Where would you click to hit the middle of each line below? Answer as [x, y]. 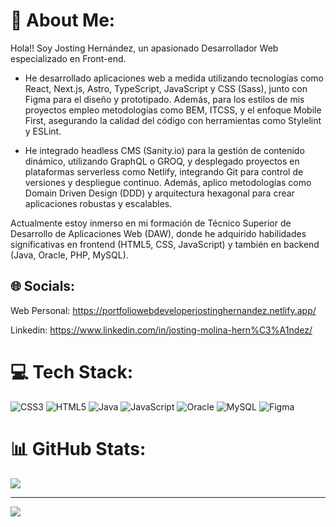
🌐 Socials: [43, 286]
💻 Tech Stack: [72, 371]
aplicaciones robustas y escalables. [98, 203]
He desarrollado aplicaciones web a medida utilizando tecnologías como [174, 78]
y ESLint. [43, 131]
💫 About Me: [63, 20]
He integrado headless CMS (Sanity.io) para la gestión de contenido [164, 150]
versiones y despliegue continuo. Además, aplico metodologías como [168, 182]
